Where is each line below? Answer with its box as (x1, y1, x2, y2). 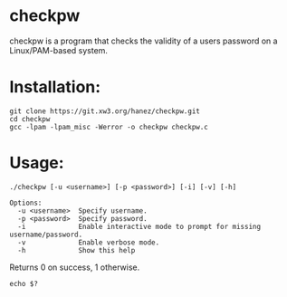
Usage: (9, 153, 65, 173)
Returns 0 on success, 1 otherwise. (9, 262, 140, 273)
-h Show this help (17, 245, 136, 254)
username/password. (9, 230, 83, 239)
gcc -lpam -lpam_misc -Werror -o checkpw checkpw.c (9, 122, 208, 131)
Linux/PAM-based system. (9, 44, 109, 55)
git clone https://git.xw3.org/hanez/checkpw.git (9, 106, 201, 116)
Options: (9, 198, 43, 207)
